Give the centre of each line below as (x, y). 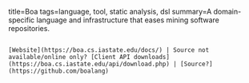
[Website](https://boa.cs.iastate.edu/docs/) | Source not (109, 50)
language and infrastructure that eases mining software (128, 20)
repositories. (29, 28)
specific (22, 20)
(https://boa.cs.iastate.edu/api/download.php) (89, 64)
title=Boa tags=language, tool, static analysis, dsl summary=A (110, 12)
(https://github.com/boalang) (59, 71)
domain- (227, 12)
